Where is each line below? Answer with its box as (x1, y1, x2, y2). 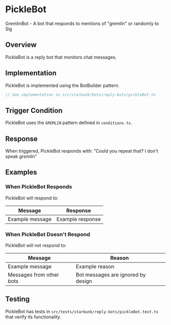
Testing (5, 295, 30, 304)
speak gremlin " (5, 154, 37, 160)
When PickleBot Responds (5, 183, 72, 190)
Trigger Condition (5, 106, 63, 115)
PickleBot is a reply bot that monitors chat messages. (5, 54, 117, 60)
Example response (56, 215, 101, 222)
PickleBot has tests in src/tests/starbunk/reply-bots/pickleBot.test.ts (5, 308, 159, 314)
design (75, 278, 93, 285)
